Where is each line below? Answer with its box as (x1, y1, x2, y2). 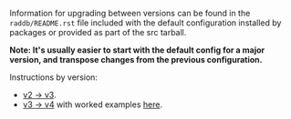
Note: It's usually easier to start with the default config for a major (9, 45, 265, 55)
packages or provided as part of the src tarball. (9, 27, 187, 37)
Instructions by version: (9, 72, 99, 83)
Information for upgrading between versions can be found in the (9, 8, 251, 18)
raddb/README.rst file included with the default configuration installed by (9, 17, 282, 28)
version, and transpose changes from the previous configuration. (9, 55, 263, 64)
